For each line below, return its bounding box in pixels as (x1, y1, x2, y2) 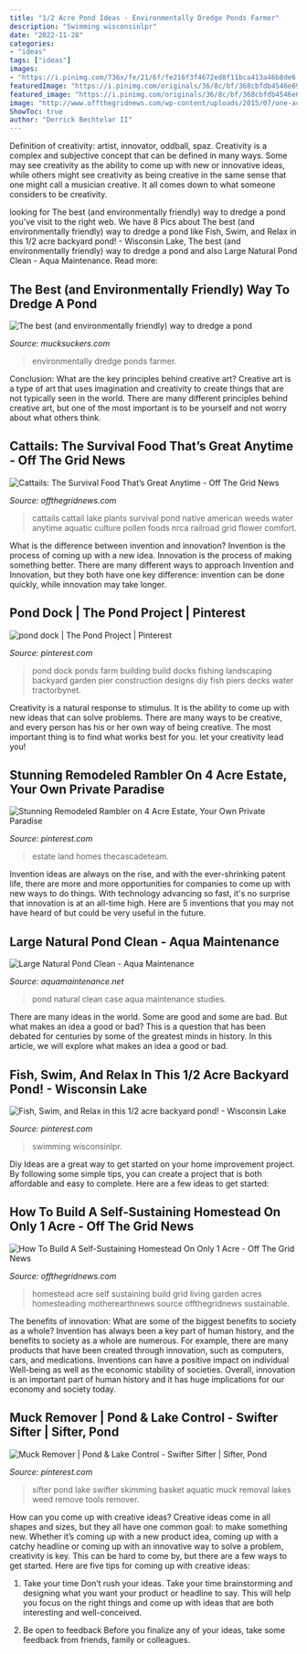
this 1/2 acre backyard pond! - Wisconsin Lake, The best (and (9, 236, 241, 247)
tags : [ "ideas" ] (9, 56, 71, 65)
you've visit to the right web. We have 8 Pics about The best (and (9, 217, 256, 228)
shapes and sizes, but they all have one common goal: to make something (9, 1521, 288, 1532)
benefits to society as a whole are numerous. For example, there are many (9, 1335, 290, 1346)
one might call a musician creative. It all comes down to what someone (9, 179, 276, 190)
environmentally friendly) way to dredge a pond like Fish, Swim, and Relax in (9, 226, 297, 238)
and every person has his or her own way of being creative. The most (9, 721, 271, 732)
